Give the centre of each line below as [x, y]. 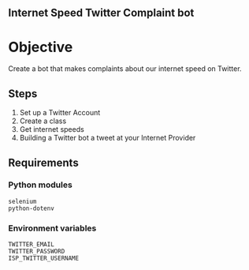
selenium [22, 201]
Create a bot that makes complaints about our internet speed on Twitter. [125, 69]
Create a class [43, 121]
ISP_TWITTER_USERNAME [44, 259]
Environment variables [52, 228]
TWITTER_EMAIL [32, 245]
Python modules [40, 185]
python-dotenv [32, 208]
